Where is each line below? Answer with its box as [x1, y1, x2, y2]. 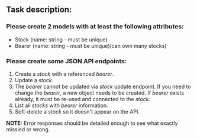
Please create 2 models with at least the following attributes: [6, 22, 184, 31]
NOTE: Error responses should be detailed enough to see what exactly [6, 119, 179, 127]
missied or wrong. [6, 125, 50, 132]
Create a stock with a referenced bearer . [14, 70, 114, 77]
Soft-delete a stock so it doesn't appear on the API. [14, 108, 140, 115]
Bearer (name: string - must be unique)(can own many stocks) [14, 42, 167, 49]
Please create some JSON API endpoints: [6, 57, 127, 65]
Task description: [6, 5, 72, 15]
